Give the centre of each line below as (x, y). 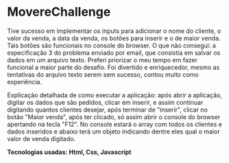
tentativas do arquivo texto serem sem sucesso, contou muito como (103, 74)
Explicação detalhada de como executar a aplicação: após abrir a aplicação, (115, 95)
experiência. (25, 81)
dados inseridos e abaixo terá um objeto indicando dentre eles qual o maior (114, 131)
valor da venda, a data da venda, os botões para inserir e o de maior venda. (114, 38)
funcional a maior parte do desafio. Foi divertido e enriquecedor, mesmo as (113, 67)
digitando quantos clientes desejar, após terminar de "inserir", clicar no (107, 110)
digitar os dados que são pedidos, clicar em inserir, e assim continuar (105, 102)
